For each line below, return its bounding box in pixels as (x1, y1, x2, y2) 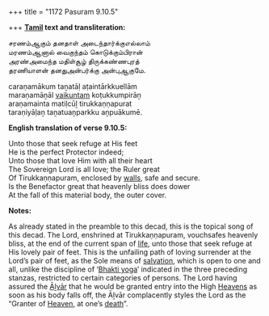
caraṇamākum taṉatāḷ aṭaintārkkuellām (8, 82, 137, 91)
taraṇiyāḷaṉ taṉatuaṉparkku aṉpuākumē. (8, 107, 143, 116)
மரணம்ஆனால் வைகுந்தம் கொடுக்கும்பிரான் (8, 48, 143, 57)
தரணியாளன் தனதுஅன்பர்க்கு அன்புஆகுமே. (8, 65, 146, 75)
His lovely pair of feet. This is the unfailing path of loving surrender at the (8, 247, 252, 257)
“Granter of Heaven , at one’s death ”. (8, 299, 128, 308)
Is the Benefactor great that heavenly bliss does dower (8, 182, 191, 191)
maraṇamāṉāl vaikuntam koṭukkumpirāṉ (8, 91, 141, 99)
